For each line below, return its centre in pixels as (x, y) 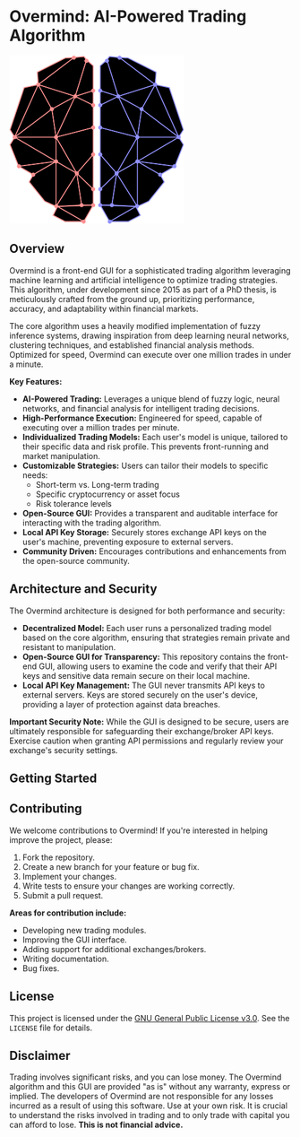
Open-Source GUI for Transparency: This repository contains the (144, 656)
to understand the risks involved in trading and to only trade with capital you (150, 1115)
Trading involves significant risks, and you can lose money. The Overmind (146, 1077)
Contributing (46, 809)
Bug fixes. (41, 968)
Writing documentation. (65, 959)
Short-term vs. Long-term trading (97, 484)
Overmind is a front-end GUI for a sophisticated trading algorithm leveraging (150, 270)
